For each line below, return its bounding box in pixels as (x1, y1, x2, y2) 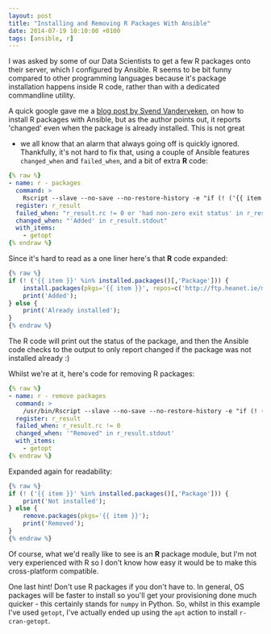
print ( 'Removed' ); (23, 520, 85, 528)
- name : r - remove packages (8, 392, 106, 400)
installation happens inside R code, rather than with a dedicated (8, 82, 220, 92)
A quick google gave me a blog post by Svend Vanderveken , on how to (8, 106, 244, 116)
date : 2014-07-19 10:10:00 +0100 (8, 27, 121, 35)
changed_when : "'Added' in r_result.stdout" (15, 217, 168, 225)
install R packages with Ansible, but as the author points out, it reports (8, 114, 242, 125)
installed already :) (8, 354, 70, 363)
